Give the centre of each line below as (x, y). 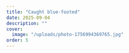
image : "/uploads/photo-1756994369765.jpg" (68, 35)
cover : (15, 29)
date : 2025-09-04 (28, 18)
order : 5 (17, 40)
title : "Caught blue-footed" (43, 12)
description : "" (27, 23)
